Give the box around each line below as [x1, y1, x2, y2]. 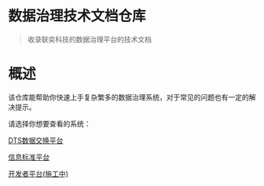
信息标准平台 [8, 152, 49, 162]
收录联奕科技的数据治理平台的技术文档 [27, 35, 152, 44]
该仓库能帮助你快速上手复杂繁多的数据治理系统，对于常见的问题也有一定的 [8, 92, 249, 102]
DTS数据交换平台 [8, 135, 64, 145]
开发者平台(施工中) [8, 169, 69, 178]
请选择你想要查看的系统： [8, 119, 91, 128]
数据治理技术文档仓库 [8, 7, 147, 25]
